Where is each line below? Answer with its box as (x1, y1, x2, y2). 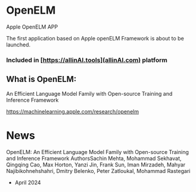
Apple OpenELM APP (6, 23, 58, 30)
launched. (6, 41, 31, 48)
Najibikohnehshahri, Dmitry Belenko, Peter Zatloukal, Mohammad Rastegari (6, 167, 191, 174)
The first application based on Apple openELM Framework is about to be (6, 34, 185, 42)
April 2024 (14, 179, 41, 186)
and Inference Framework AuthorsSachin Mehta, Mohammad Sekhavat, (6, 155, 182, 162)
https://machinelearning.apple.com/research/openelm (6, 108, 139, 115)
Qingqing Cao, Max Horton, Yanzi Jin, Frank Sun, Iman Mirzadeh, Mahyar (6, 161, 186, 168)
